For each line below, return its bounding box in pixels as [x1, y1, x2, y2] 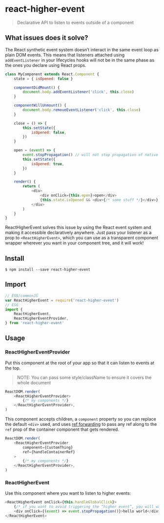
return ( [22, 184, 41, 189]
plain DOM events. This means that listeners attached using [5, 52, 125, 58]
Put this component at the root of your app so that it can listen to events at [5, 360, 155, 366]
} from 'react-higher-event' [5, 321, 64, 326]
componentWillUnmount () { [14, 103, 67, 108]
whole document [17, 379, 51, 385]
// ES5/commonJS [5, 293, 38, 298]
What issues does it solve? [5, 34, 88, 42]
